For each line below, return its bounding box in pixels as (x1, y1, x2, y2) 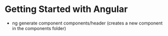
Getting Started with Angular (5, 3, 128, 15)
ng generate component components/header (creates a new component (12, 20, 163, 26)
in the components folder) (12, 25, 67, 31)
